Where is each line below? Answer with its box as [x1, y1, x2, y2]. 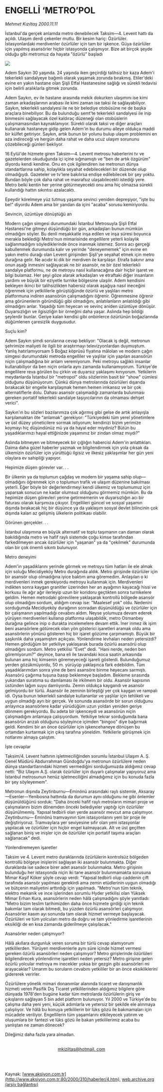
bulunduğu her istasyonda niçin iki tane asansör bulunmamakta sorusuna [5, 869, 151, 875]
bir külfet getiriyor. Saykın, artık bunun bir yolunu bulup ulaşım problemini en [5, 131, 157, 136]
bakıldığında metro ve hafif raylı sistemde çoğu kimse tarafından [5, 534, 133, 540]
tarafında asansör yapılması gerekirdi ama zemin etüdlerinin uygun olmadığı [5, 880, 156, 885]
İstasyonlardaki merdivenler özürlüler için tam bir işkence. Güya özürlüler [5, 40, 151, 46]
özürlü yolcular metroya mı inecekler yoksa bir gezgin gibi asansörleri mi [5, 960, 149, 967]
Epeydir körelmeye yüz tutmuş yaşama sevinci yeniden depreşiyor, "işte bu [5, 196, 155, 202]
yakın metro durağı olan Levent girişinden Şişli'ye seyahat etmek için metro [5, 251, 155, 257]
